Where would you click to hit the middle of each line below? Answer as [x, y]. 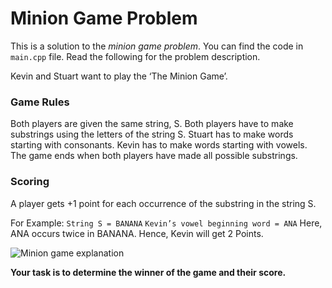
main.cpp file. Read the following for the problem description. [135, 56]
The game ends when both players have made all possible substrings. [154, 156]
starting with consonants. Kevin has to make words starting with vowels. [159, 145]
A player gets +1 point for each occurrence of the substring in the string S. [163, 203]
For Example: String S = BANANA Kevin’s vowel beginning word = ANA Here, [166, 223]
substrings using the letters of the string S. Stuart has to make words [152, 134]
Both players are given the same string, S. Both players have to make [152, 124]
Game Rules [40, 102]
